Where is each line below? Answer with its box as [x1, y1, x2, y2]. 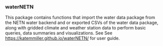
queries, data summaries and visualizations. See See [5, 30, 113, 36]
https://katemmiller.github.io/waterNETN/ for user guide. [5, 35, 120, 41]
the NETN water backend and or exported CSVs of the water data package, [5, 20, 159, 25]
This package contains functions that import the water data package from [5, 15, 156, 21]
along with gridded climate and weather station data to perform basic [5, 25, 146, 31]
